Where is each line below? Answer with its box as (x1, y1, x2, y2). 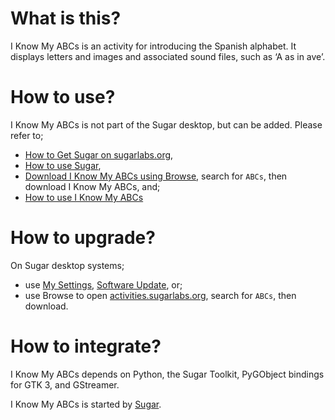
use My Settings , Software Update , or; (24, 278, 183, 291)
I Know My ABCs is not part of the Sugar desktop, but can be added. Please (10, 118, 323, 131)
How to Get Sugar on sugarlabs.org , (24, 148, 174, 161)
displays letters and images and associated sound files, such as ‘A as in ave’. (10, 50, 326, 62)
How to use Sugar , (24, 159, 102, 171)
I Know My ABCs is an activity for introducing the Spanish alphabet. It (10, 40, 297, 52)
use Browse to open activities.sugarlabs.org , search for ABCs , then (24, 289, 297, 301)
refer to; (10, 129, 44, 141)
